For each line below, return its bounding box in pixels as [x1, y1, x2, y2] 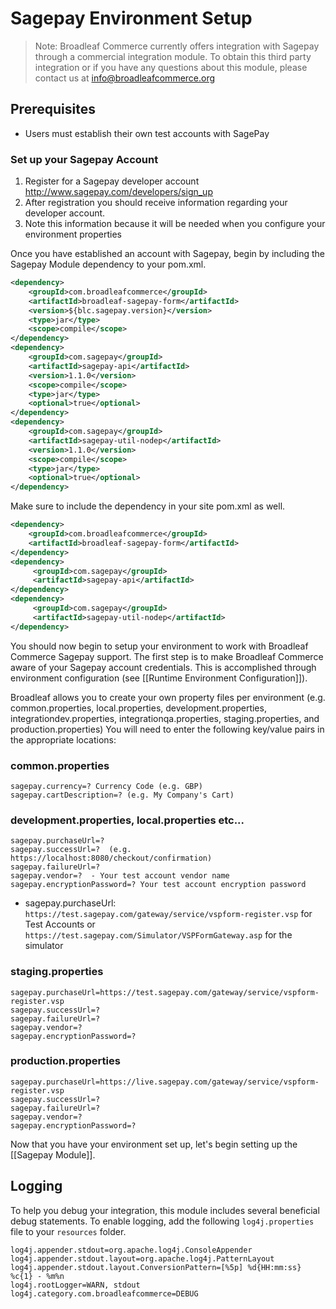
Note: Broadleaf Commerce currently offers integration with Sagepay [34, 40, 320, 52]
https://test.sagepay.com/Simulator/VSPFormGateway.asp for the [24, 929, 293, 941]
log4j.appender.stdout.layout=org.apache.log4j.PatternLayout [10, 1253, 275, 1264]
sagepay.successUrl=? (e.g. [10, 845, 132, 855]
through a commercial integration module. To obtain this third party [34, 50, 312, 62]
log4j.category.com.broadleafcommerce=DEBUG [10, 1288, 199, 1299]
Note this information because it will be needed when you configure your [24, 218, 326, 230]
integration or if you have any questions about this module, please [34, 61, 308, 73]
